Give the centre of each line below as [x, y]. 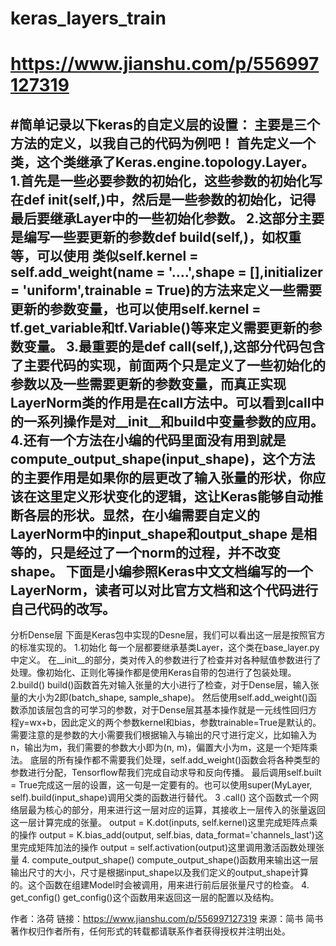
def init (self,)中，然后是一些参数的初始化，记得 [170, 199]
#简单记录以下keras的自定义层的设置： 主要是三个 [165, 124]
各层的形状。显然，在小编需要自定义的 [141, 515]
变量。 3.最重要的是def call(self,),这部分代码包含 [174, 346]
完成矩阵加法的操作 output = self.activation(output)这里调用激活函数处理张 [171, 848]
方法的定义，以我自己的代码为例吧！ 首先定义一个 [163, 143]
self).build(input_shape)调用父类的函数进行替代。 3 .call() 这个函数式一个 [160, 798]
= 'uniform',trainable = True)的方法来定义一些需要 [166, 290]
